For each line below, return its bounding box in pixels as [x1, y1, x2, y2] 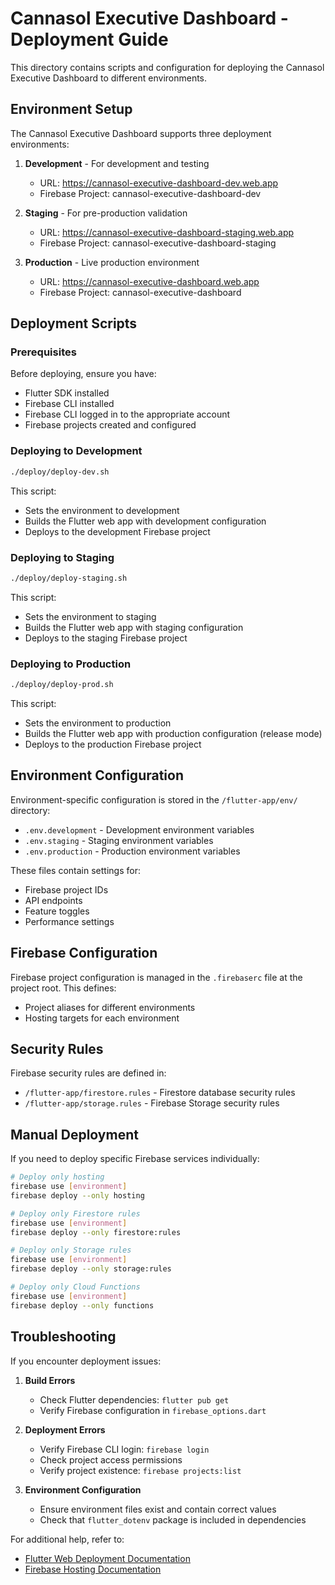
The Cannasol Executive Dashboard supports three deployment [10, 127, 272, 139]
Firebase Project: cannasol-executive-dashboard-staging [39, 237, 277, 249]
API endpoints [24, 894, 83, 906]
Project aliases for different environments [24, 1001, 196, 1013]
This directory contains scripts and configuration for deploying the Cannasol [10, 61, 325, 73]
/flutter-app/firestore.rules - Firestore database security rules [24, 1087, 296, 1099]
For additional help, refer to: [10, 1533, 125, 1545]
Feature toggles [24, 905, 90, 917]
